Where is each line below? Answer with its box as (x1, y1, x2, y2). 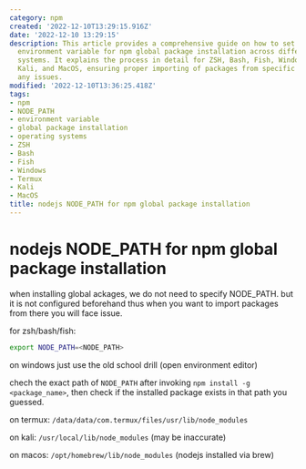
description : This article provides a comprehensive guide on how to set (9, 38, 296, 48)
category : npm (9, 13, 64, 23)
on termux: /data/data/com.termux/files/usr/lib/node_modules (9, 413, 249, 424)
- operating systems (9, 132, 88, 141)
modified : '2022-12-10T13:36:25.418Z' (9, 81, 157, 90)
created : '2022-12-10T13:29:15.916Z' (9, 22, 153, 31)
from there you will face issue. (9, 307, 123, 319)
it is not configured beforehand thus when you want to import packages (9, 298, 280, 309)
